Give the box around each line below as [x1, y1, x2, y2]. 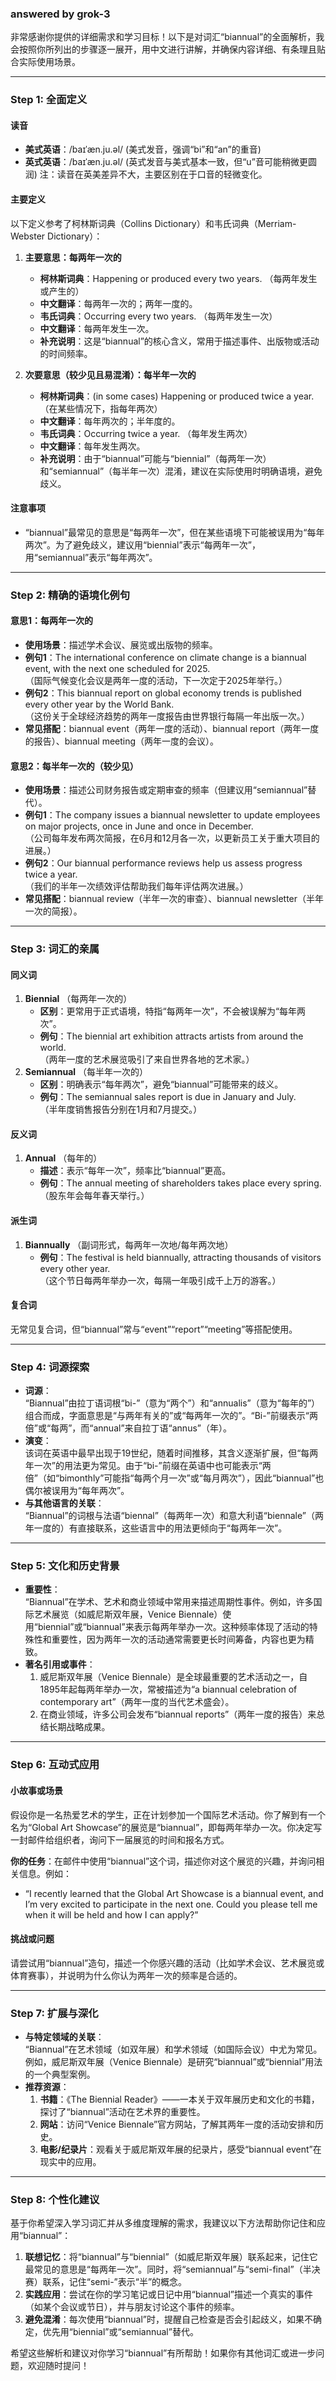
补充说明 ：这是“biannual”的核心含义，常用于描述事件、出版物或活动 [39, 335, 320, 347]
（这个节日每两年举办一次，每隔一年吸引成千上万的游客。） [39, 1274, 282, 1286]
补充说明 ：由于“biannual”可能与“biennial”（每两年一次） [39, 452, 272, 464]
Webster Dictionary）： [10, 230, 103, 242]
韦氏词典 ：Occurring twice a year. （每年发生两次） [39, 427, 253, 439]
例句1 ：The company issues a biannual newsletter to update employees [24, 809, 321, 821]
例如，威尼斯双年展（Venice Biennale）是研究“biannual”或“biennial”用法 [24, 2056, 323, 2068]
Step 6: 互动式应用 [10, 1758, 100, 1772]
